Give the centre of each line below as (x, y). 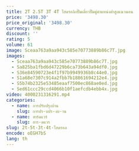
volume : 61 (20, 45)
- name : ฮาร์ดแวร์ (29, 117)
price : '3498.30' (28, 17)
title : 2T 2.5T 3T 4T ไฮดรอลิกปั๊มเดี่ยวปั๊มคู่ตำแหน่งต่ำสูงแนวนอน (70, 12)
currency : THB (24, 28)
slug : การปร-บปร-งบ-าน (42, 111)
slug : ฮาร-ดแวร (33, 122)
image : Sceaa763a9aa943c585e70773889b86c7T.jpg (66, 51)
